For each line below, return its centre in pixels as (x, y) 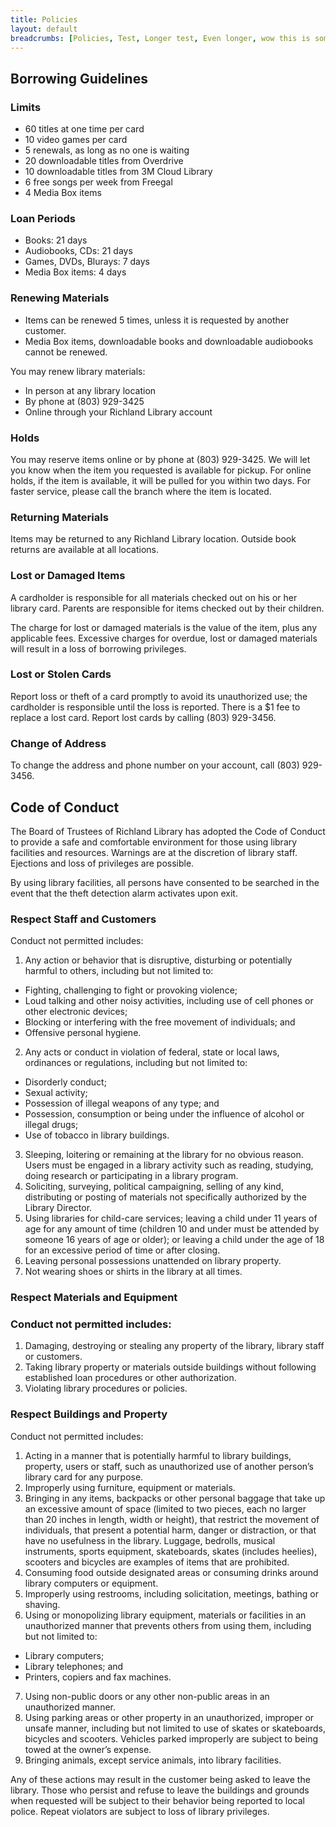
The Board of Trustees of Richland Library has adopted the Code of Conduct (168, 831)
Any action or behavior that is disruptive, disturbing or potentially (158, 960)
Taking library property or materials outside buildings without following (170, 1367)
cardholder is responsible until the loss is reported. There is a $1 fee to (155, 707)
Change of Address (58, 743)
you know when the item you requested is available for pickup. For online (161, 470)
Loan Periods (43, 218)
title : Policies (44, 19)
